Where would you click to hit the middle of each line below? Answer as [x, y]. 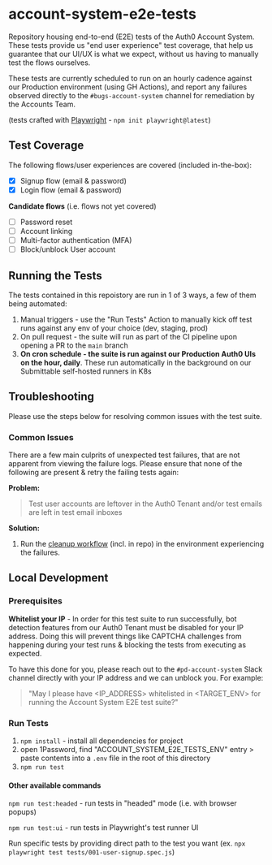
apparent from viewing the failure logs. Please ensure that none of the [125, 464]
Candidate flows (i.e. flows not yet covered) [82, 206]
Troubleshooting [52, 397]
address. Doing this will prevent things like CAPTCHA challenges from [125, 636]
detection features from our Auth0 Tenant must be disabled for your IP [126, 627]
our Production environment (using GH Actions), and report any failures [128, 87]
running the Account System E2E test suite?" [103, 702]
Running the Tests [56, 276]
